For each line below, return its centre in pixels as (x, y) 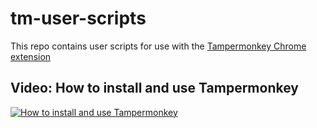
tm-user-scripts (78, 18)
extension (31, 56)
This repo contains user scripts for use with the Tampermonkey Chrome (158, 46)
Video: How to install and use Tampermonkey (154, 88)
